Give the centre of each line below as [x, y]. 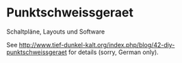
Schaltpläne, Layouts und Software [56, 32]
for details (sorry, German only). [114, 52]
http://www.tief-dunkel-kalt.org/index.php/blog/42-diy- [97, 45]
